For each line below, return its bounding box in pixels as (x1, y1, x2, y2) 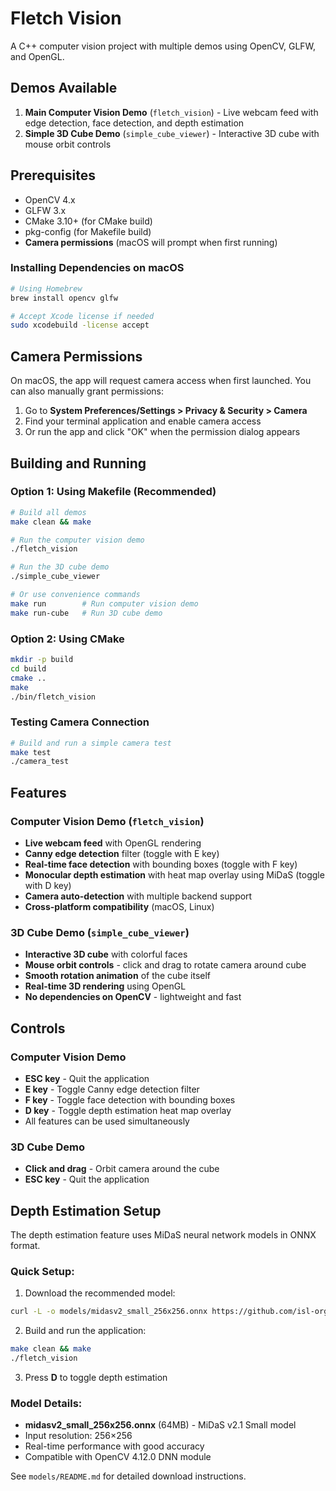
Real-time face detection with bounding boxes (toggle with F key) (24, 858, 298, 871)
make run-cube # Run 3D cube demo (10, 608, 163, 618)
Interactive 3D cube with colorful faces (24, 948, 188, 961)
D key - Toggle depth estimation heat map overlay (24, 1105, 232, 1116)
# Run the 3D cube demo (10, 562, 110, 572)
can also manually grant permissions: (10, 385, 165, 397)
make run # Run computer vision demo (10, 598, 199, 609)
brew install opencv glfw (10, 293, 118, 303)
